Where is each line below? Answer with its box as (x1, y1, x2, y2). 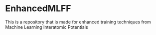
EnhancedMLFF (5, 3, 71, 14)
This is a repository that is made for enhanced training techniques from (5, 19, 151, 25)
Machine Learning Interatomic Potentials (5, 24, 88, 30)
